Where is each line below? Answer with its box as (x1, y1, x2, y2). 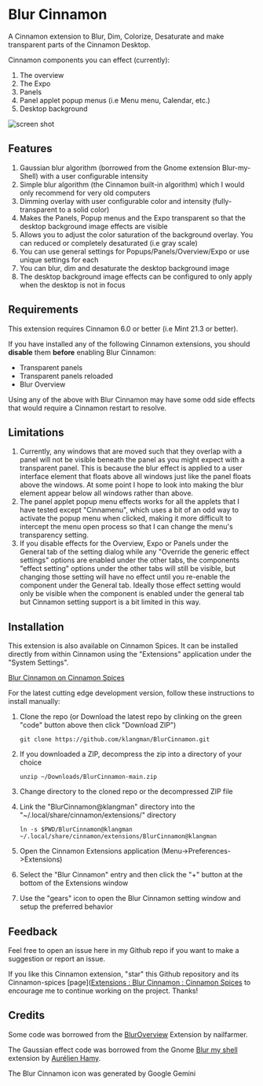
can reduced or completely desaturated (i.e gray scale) (19, 238, 198, 247)
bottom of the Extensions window (19, 878, 129, 888)
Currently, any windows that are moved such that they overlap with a (19, 447, 243, 456)
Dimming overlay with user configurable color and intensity (19, 196, 211, 206)
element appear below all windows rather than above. (19, 488, 194, 498)
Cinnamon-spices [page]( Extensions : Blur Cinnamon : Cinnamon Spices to (8, 978, 251, 987)
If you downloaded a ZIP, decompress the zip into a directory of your (19, 750, 243, 759)
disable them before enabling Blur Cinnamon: (8, 347, 156, 357)
